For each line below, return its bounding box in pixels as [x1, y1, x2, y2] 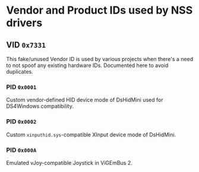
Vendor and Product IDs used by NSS [6, 4, 193, 17]
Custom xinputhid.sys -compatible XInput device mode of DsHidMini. [6, 131, 176, 138]
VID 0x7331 [6, 40, 46, 50]
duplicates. [6, 68, 34, 75]
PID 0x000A [6, 146, 37, 154]
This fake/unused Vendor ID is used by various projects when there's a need [6, 56, 194, 62]
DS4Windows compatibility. [6, 103, 74, 110]
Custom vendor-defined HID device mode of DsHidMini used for [6, 96, 163, 104]
